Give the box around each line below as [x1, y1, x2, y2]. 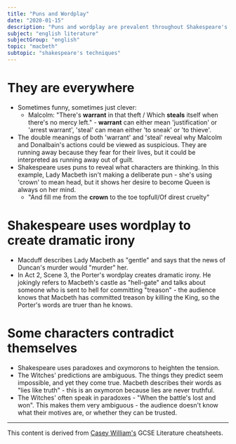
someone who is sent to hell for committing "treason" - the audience [17, 286, 216, 294]
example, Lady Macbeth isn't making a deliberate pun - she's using [17, 170, 212, 179]
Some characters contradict [7, 325, 174, 341]
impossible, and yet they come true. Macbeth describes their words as [17, 378, 222, 387]
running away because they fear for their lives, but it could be [17, 148, 196, 156]
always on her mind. [17, 185, 77, 194]
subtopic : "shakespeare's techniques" [7, 50, 121, 57]
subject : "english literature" [7, 30, 99, 37]
